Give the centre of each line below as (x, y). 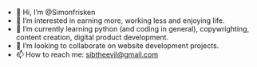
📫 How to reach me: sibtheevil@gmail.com (87, 54)
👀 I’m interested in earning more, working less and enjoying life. (120, 20)
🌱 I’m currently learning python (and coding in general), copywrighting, (132, 29)
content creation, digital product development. (92, 37)
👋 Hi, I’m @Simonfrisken (55, 12)
